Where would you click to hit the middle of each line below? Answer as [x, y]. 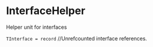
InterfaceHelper [46, 11]
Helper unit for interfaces [36, 27]
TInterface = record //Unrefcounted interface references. [76, 38]
